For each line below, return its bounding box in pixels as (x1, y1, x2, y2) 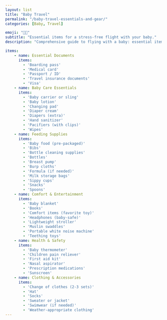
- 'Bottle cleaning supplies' (23, 150, 85, 155)
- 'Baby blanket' (23, 201, 59, 206)
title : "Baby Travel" (5, 12, 50, 17)
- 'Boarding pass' (23, 62, 61, 67)
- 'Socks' (23, 294, 43, 299)
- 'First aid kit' (23, 257, 61, 262)
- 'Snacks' (23, 183, 46, 188)
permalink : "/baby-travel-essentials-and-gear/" (5, 16, 108, 21)
